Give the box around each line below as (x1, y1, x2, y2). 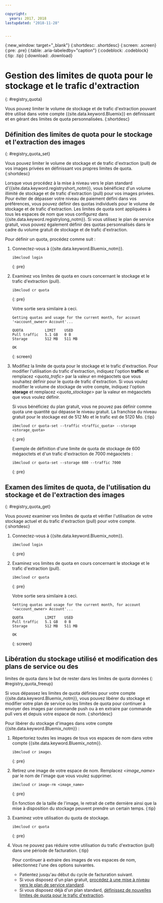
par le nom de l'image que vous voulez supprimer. (12, 773, 113, 779)
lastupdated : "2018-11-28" (5, 20, 60, 25)
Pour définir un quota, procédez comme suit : (5, 236, 96, 242)
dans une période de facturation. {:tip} (12, 847, 89, 853)
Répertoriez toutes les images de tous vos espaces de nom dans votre (12, 735, 153, 741)
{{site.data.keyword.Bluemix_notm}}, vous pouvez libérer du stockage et (5, 695, 150, 701)
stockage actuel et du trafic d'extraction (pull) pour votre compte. (5, 518, 136, 524)
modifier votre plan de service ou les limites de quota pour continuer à (5, 701, 146, 706)
